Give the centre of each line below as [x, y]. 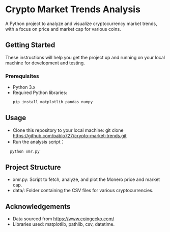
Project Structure [33, 167]
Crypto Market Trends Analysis [73, 9]
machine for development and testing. [45, 63]
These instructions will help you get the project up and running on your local [85, 57]
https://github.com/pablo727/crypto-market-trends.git [69, 135]
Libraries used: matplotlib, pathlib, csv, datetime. [64, 224]
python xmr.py [25, 151]
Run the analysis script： [39, 142]
